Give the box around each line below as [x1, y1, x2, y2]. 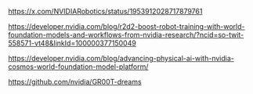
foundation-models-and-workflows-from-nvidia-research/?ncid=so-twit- [8, 31, 244, 39]
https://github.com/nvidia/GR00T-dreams [8, 78, 143, 86]
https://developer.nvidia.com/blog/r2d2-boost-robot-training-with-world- [8, 22, 245, 31]
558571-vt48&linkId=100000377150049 [8, 38, 137, 48]
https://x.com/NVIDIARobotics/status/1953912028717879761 [8, 7, 203, 16]
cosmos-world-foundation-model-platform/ [8, 62, 149, 71]
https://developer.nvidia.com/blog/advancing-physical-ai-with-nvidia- [8, 54, 235, 63]
